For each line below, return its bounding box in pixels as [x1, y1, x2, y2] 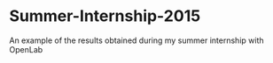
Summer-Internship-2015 [9, 6, 201, 26]
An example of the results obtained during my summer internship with [9, 35, 264, 45]
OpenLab [9, 44, 43, 54]
